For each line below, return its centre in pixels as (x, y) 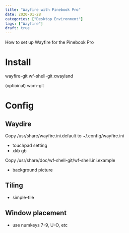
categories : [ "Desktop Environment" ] (44, 19)
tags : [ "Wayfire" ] (24, 24)
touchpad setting (30, 146)
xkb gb (19, 151)
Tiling (14, 186)
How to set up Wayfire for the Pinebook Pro (50, 42)
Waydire (18, 124)
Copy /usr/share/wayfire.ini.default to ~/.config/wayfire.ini (64, 136)
